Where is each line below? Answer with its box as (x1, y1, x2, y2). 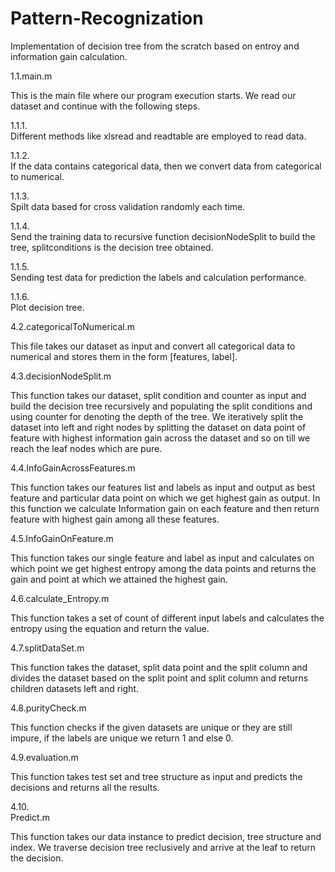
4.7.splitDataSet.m (10, 642, 85, 654)
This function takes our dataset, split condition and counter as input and (10, 389, 307, 401)
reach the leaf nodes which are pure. (10, 442, 163, 454)
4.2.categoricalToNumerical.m (10, 320, 136, 332)
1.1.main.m (10, 70, 53, 82)
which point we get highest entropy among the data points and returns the (10, 562, 317, 574)
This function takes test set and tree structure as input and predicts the (10, 770, 303, 782)
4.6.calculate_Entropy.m (10, 592, 110, 604)
